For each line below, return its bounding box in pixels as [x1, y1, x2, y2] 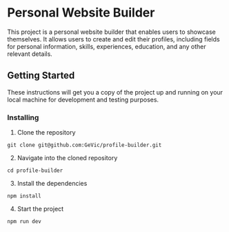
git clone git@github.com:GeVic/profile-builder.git [7, 142, 162, 149]
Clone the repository [17, 128, 76, 137]
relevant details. [7, 50, 53, 58]
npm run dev [7, 218, 41, 225]
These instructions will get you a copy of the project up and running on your [7, 88, 223, 96]
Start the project [17, 205, 64, 213]
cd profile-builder [7, 167, 63, 174]
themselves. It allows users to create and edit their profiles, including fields [7, 35, 220, 43]
